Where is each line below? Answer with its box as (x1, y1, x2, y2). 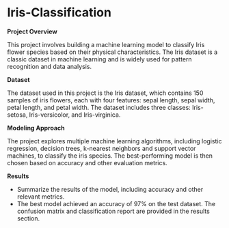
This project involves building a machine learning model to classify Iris (7, 40, 205, 48)
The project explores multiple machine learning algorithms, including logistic (7, 137, 222, 145)
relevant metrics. (16, 193, 65, 201)
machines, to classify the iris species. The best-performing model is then (7, 152, 213, 160)
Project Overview (7, 27, 58, 35)
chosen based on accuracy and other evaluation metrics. (7, 158, 167, 167)
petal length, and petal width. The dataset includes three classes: (7, 103, 191, 111)
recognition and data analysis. (7, 62, 92, 70)
